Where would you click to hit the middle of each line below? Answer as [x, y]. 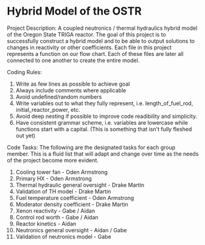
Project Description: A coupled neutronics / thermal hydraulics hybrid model [102, 28]
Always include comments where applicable [71, 90]
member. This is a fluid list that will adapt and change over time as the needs [103, 154]
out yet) [26, 136]
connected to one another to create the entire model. [73, 60]
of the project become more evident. [53, 160]
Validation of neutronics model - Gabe [63, 236]
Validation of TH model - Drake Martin [63, 191]
